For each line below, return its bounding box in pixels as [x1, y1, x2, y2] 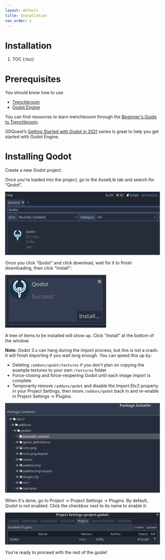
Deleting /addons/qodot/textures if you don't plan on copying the [12, 362, 144, 368]
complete [12, 377, 32, 383]
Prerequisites [5, 74, 61, 84]
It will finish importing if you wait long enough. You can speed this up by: [5, 352, 152, 358]
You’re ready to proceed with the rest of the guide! [5, 549, 108, 555]
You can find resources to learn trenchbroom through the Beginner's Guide [5, 114, 157, 120]
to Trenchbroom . [5, 119, 39, 125]
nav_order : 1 [5, 18, 32, 23]
